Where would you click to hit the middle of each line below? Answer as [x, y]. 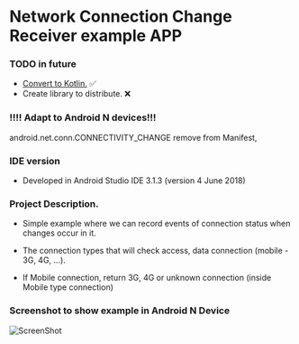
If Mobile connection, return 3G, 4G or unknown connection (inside [147, 278]
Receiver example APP [96, 36]
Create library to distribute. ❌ [77, 94]
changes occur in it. [59, 233]
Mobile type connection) [68, 287]
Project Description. [54, 204]
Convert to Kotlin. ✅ [59, 84]
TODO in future [43, 64]
